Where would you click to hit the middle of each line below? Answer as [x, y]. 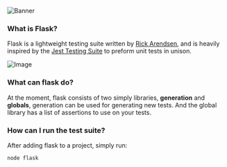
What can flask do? [41, 82]
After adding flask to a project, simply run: [67, 145]
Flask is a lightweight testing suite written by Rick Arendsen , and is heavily [113, 44]
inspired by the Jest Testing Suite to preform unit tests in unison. [100, 51]
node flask [23, 158]
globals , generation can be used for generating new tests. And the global [112, 105]
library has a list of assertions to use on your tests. [79, 112]
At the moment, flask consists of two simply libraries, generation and [106, 98]
